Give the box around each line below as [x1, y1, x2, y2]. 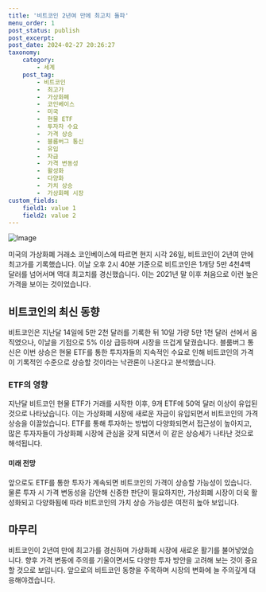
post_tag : [22, 71, 56, 79]
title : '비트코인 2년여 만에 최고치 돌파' [8, 11, 129, 20]
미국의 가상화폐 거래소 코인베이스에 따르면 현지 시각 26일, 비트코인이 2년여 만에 [8, 250, 254, 259]
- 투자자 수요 [37, 123, 79, 130]
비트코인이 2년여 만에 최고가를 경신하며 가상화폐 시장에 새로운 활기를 [8, 546, 221, 555]
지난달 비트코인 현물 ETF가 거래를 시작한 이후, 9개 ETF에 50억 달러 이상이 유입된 [8, 399, 258, 408]
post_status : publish [8, 26, 80, 34]
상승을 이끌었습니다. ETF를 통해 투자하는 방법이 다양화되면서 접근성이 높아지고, [8, 419, 253, 428]
